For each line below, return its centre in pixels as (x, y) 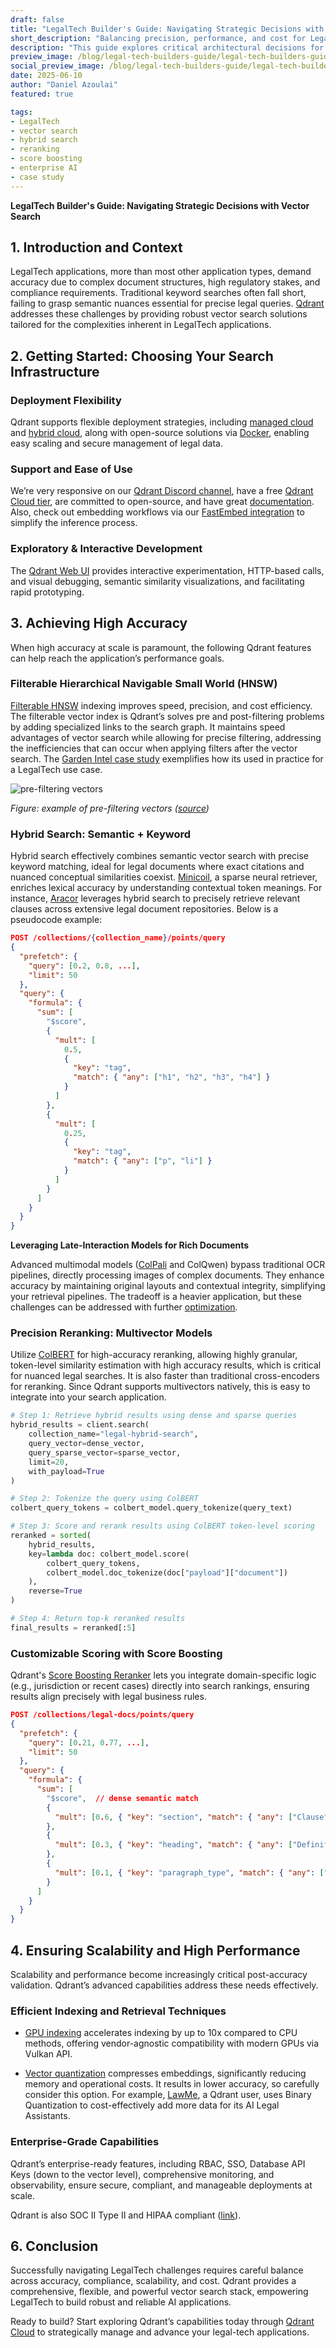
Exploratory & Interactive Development (106, 549)
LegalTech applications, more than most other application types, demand (161, 272)
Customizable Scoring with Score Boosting (116, 1653)
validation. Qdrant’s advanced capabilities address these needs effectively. (164, 1985)
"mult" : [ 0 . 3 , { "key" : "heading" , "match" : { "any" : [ (173, 1845)
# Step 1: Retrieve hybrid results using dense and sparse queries (154, 1416)
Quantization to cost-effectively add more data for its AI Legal (152, 2105)
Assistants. (47, 2116)
